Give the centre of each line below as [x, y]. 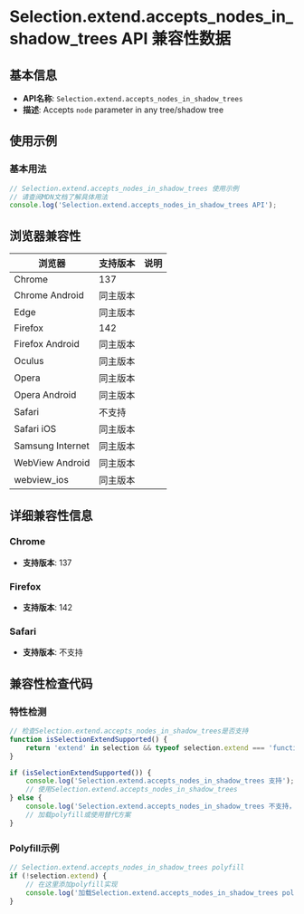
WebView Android [52, 463]
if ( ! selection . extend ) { [58, 876]
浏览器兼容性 [45, 236]
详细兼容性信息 [51, 515]
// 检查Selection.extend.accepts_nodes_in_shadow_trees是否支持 [129, 731]
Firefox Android [47, 344]
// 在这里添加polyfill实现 [71, 884]
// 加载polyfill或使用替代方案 [78, 814]
